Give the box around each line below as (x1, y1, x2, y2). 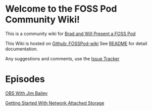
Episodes (5, 73, 45, 85)
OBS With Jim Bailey (5, 90, 48, 96)
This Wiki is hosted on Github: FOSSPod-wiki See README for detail (5, 40, 147, 46)
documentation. (5, 46, 38, 52)
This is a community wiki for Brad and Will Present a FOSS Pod (5, 30, 136, 36)
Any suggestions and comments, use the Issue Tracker (5, 55, 120, 61)
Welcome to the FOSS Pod (5, 3, 117, 15)
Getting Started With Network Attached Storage (5, 100, 105, 106)
